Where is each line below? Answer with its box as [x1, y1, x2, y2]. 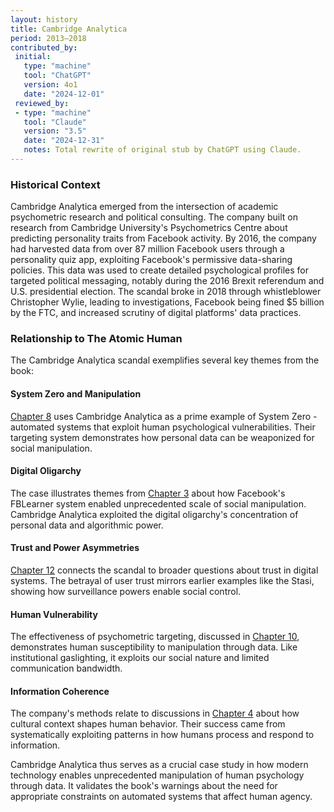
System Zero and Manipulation [10, 388, 142, 400]
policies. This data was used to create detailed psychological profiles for [10, 264, 309, 276]
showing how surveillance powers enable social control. [10, 586, 242, 598]
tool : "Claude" [23, 117, 87, 127]
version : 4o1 [23, 80, 78, 90]
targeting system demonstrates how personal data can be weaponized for [10, 431, 315, 443]
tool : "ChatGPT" [23, 71, 92, 81]
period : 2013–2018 [10, 33, 87, 43]
